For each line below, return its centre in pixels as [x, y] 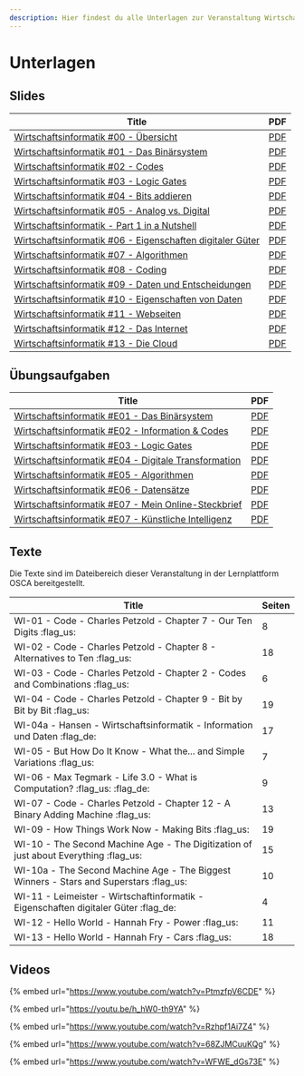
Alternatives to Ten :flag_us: [73, 659]
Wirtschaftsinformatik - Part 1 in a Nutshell [105, 225]
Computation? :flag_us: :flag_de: [82, 788]
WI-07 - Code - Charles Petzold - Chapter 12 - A [122, 804]
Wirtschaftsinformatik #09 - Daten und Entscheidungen [133, 284]
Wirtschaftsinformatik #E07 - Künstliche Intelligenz [123, 520]
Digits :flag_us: [45, 632]
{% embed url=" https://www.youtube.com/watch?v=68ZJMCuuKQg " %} [145, 1044]
